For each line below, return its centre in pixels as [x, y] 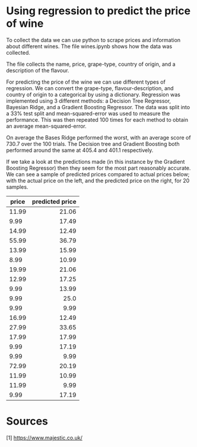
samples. [17, 187]
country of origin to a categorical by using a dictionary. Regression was [93, 94]
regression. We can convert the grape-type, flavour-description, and [90, 88]
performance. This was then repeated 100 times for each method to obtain [97, 119]
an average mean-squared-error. [47, 126]
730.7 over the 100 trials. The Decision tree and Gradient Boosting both [93, 144]
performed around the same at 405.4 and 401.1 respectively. [80, 150]
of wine [25, 23]
